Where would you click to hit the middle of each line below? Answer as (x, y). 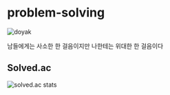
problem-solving (56, 13)
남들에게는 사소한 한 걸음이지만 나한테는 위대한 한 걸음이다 (85, 45)
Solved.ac (29, 68)
